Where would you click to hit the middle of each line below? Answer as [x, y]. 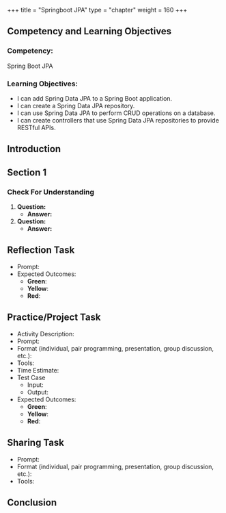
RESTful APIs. [36, 127]
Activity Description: [46, 334]
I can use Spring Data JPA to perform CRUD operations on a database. [116, 113]
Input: [36, 385]
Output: [38, 392]
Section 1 [27, 172]
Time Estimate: [38, 370]
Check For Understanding [51, 192]
